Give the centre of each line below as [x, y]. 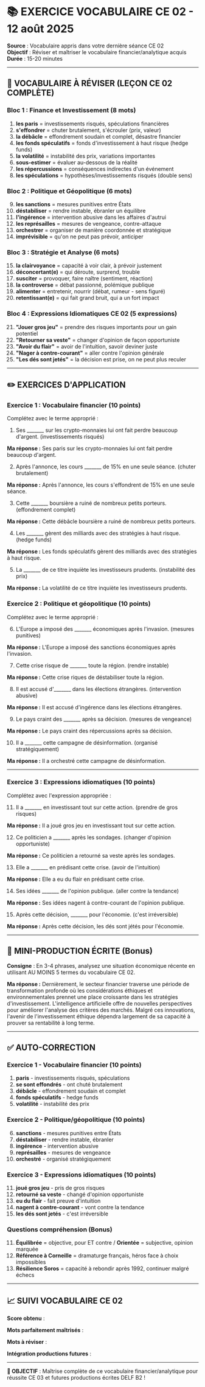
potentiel [27, 333]
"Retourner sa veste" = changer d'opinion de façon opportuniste [98, 340]
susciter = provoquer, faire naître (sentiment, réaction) [84, 279]
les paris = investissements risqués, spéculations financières [92, 123]
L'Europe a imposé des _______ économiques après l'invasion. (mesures [105, 629]
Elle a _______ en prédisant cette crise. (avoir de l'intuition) [88, 867]
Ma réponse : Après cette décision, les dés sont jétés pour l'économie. [96, 926]
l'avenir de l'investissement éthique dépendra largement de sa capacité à [99, 1016]
